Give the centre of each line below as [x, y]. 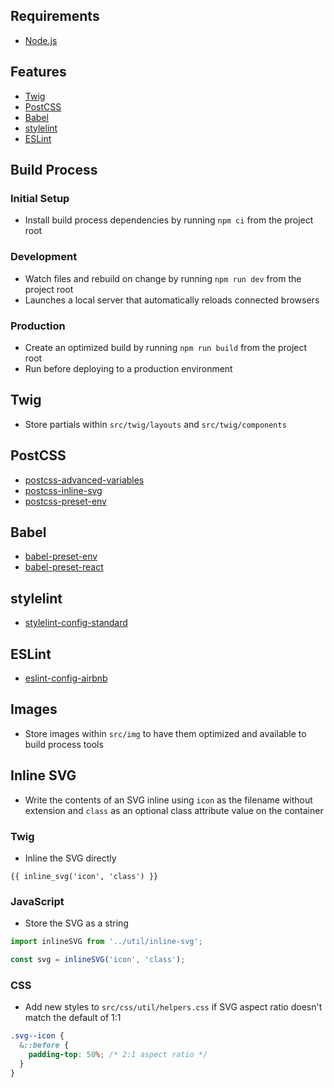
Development [44, 257]
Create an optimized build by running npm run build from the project [166, 347]
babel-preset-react [64, 567]
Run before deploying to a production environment [128, 368]
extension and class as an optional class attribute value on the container [174, 810]
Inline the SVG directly [70, 858]
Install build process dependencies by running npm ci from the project [169, 220]
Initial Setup [40, 198]
